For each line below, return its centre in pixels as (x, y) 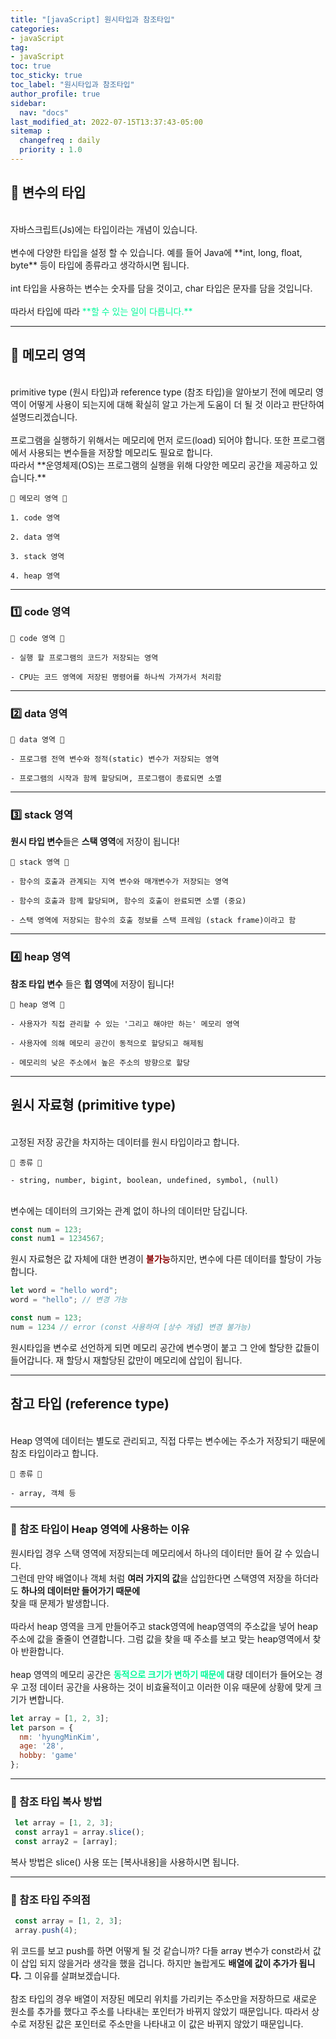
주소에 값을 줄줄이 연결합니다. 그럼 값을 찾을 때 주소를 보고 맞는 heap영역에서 (160, 1638)
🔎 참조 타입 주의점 (50, 1899)
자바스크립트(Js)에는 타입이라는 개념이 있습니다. (104, 229)
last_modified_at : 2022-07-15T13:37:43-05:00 (106, 122)
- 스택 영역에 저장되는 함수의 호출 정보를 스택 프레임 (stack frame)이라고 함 (153, 921)
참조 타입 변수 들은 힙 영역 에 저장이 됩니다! (92, 983)
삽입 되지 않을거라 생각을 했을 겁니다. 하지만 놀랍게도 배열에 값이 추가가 (159, 1963)
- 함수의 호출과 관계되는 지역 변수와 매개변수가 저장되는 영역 (119, 882)
